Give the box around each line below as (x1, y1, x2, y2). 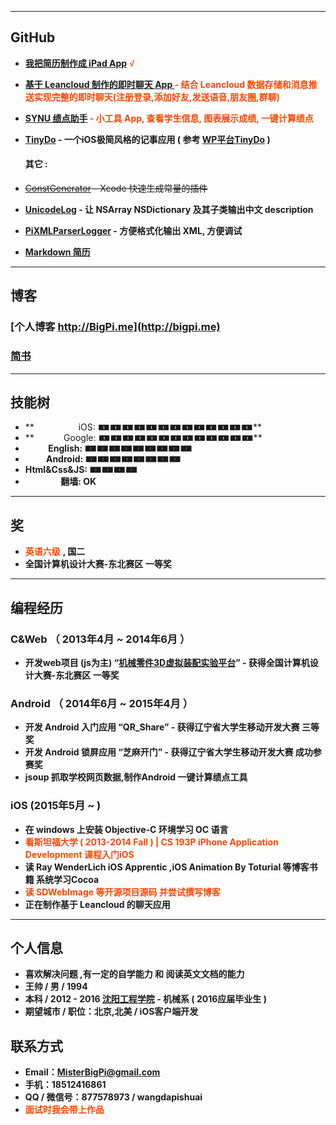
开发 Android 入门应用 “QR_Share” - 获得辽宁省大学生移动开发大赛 (24, 721, 300, 733)
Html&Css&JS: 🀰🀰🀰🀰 (24, 464, 138, 476)
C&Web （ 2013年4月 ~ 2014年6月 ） (10, 632, 191, 646)
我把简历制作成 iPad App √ (24, 57, 135, 69)
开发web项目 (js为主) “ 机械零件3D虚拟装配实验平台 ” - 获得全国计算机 (24, 656, 310, 668)
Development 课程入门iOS (24, 848, 135, 860)
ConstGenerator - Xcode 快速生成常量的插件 (24, 182, 208, 195)
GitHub (10, 29, 56, 46)
